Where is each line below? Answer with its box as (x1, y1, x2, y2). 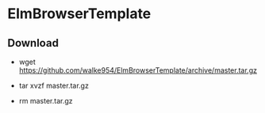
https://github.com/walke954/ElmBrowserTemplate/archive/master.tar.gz (18, 66, 257, 75)
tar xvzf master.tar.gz (18, 81, 89, 90)
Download (7, 36, 59, 50)
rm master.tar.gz (18, 96, 73, 105)
